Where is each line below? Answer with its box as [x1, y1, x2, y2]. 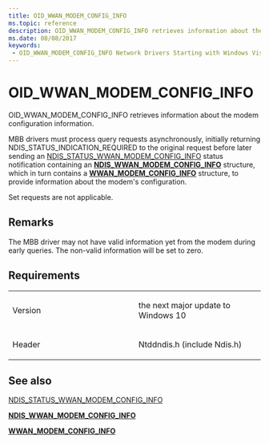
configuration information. [8, 118, 94, 128]
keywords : [8, 42, 42, 50]
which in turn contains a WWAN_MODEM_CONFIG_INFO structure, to [8, 168, 239, 177]
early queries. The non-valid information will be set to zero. [8, 246, 204, 255]
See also [8, 374, 52, 388]
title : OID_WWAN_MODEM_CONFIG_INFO [8, 11, 127, 20]
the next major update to [139, 299, 231, 311]
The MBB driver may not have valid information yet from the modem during [8, 237, 256, 246]
